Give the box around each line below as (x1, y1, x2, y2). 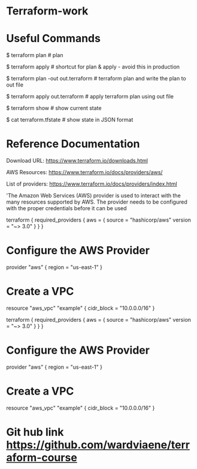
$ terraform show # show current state (6, 104, 102, 112)
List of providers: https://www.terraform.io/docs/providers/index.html (6, 180, 178, 187)
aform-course (6, 451, 78, 464)
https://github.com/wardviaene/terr (6, 438, 190, 452)
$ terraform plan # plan (6, 52, 63, 59)
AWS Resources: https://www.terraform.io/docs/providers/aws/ (6, 169, 163, 176)
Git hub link (6, 425, 64, 439)
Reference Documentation (6, 137, 140, 151)
